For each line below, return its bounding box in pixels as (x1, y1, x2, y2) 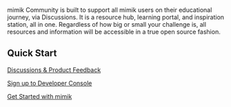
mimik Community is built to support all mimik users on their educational (7, 6, 212, 14)
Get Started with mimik (7, 92, 72, 100)
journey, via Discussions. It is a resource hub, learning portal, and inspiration (7, 13, 225, 21)
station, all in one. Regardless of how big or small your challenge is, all (7, 21, 207, 28)
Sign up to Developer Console (7, 79, 92, 87)
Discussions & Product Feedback (7, 65, 101, 74)
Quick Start (7, 47, 57, 59)
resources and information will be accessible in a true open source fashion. (7, 27, 221, 36)
